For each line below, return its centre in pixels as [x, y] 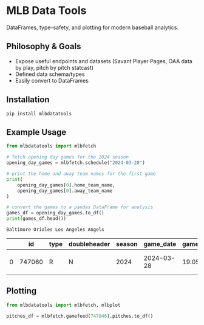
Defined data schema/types [50, 74]
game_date [160, 244]
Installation [28, 100]
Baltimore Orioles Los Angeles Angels [55, 230]
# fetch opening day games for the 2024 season [68, 157]
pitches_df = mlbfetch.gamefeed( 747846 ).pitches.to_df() [80, 316]
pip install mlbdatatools [39, 114]
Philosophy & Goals [44, 46]
